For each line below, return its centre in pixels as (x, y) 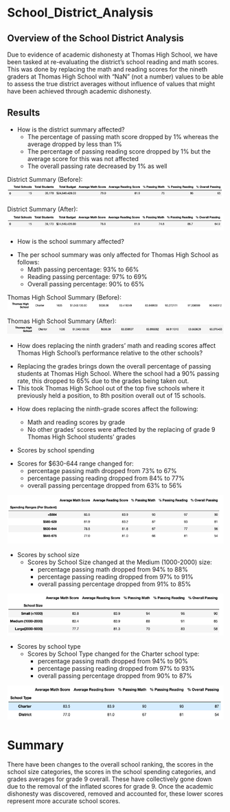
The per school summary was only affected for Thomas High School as (118, 254)
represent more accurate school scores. (64, 801)
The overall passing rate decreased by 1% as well (97, 166)
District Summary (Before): (45, 179)
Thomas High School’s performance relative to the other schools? (110, 353)
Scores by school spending (56, 450)
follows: (28, 262)
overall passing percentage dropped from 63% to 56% (105, 486)
